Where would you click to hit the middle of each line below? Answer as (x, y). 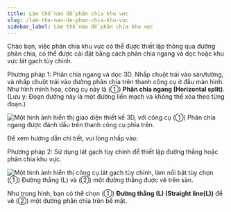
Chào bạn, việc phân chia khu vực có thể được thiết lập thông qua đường (111, 47)
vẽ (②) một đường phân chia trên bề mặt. (67, 201)
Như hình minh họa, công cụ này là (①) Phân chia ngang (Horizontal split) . (116, 89)
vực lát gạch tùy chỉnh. (40, 61)
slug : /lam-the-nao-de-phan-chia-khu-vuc (68, 20)
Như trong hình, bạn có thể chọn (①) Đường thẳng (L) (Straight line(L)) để (115, 194)
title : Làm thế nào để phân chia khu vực (68, 14)
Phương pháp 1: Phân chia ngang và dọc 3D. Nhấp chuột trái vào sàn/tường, (115, 74)
